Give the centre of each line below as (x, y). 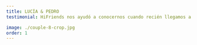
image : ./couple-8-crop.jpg (41, 27)
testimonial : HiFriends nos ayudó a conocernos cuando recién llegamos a (99, 17)
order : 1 (17, 33)
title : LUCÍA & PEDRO (33, 11)
